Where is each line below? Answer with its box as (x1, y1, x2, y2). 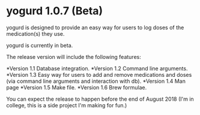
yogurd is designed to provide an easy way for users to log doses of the (6, 24, 184, 31)
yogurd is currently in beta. (6, 42, 73, 49)
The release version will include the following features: (6, 53, 141, 60)
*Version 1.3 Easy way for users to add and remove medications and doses (6, 71, 192, 78)
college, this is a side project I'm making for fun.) (6, 101, 127, 108)
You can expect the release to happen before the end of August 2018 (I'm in (6, 95, 194, 102)
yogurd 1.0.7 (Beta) (6, 4, 103, 18)
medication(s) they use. (6, 30, 65, 37)
